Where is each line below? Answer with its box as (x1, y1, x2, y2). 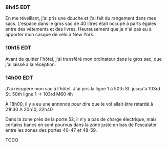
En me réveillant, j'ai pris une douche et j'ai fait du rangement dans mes (5, 15, 156, 21)
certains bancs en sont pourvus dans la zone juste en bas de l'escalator (5, 121, 157, 128)
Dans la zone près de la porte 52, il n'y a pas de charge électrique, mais (5, 116, 157, 122)
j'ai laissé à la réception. (5, 61, 56, 67)
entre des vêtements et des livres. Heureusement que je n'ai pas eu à (5, 26, 152, 32)
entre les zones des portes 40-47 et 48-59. (5, 127, 97, 133)
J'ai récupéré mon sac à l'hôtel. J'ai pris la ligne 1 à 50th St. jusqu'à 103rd (5, 85, 160, 91)
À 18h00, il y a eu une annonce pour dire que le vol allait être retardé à (5, 101, 153, 107)
